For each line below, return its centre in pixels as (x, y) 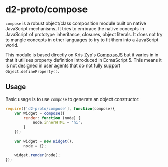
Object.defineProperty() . (32, 71)
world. (12, 45)
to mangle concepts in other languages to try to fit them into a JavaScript (82, 40)
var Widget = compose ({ (40, 113)
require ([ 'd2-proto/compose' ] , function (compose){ (60, 108)
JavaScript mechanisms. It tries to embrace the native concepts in (75, 28)
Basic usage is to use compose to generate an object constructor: (73, 99)
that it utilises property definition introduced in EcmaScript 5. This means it (83, 60)
